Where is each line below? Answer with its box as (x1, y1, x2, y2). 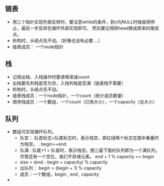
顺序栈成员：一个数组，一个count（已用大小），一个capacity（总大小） (12, 98, 158, 104)
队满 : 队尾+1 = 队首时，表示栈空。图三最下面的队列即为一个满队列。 (19, 147, 160, 153)
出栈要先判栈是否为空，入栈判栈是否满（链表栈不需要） (12, 80, 126, 86)
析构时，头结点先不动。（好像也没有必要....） (12, 37, 103, 43)
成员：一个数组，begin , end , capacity (19, 171, 99, 178)
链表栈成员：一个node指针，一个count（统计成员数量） (12, 93, 126, 98)
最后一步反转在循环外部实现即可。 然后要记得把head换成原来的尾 (21, 25, 155, 31)
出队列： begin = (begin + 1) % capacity (19, 165, 102, 171)
